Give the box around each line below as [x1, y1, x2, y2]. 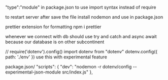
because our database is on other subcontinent [5, 39, 105, 45]
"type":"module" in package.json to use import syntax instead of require [5, 5, 156, 10]
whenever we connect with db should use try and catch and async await [5, 34, 157, 39]
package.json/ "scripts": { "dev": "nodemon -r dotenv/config [5, 64, 132, 69]
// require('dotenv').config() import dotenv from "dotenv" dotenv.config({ [5, 49, 158, 54]
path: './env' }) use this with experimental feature [5, 54, 108, 60]
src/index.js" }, [61, 69, 93, 75]
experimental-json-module [5, 69, 61, 75]
